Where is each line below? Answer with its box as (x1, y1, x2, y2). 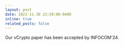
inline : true (5, 16, 32, 21)
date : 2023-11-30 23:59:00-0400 (5, 12, 71, 17)
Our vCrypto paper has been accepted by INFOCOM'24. (5, 35, 119, 41)
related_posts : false (5, 21, 50, 26)
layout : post (5, 7, 32, 12)
